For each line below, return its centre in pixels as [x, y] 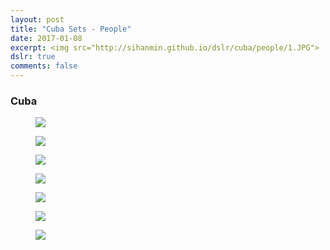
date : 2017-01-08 [46, 38]
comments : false [44, 66]
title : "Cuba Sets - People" [71, 29]
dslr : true [33, 57]
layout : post [37, 19]
